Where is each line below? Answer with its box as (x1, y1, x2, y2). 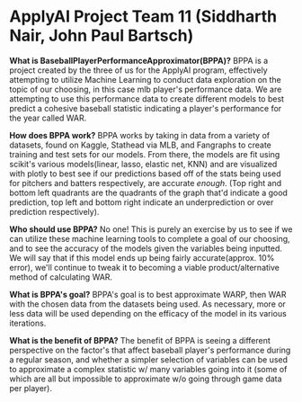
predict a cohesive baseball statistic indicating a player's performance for (9, 103, 282, 113)
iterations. (9, 317, 47, 328)
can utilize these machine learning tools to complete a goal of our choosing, (9, 233, 290, 244)
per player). (9, 382, 52, 393)
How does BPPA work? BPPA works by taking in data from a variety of (9, 130, 271, 140)
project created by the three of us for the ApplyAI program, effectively (9, 65, 268, 76)
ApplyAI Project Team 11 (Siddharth (9, 6, 277, 27)
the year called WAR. (9, 112, 87, 123)
